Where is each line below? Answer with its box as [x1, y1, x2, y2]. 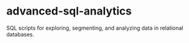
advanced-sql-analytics [6, 4, 132, 18]
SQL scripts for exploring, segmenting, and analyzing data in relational [6, 24, 183, 31]
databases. [6, 30, 35, 38]
